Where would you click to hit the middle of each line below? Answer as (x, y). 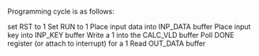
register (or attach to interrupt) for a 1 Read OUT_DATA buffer (107, 43)
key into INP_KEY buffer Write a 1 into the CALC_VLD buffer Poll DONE (121, 35)
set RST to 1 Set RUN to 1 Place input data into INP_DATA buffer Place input (129, 26)
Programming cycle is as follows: (61, 11)
